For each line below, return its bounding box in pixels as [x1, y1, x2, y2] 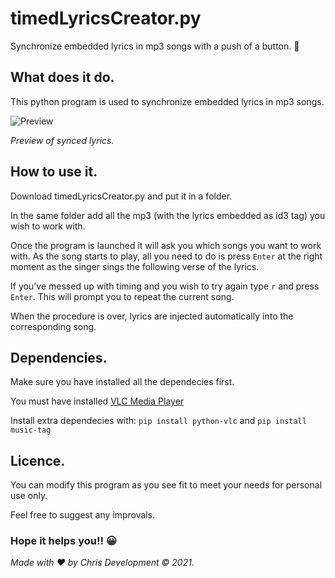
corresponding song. [10, 320, 97, 332]
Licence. [10, 452, 66, 469]
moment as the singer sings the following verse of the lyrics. [10, 260, 260, 272]
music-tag [10, 425, 52, 436]
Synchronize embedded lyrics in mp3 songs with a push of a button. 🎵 [10, 40, 300, 52]
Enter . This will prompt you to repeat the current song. [10, 290, 235, 302]
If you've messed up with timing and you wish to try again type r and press [10, 280, 320, 292]
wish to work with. [10, 220, 86, 232]
